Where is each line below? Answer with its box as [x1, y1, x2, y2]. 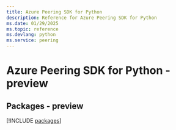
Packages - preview [6, 101, 84, 111]
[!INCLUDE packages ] [6, 117, 62, 124]
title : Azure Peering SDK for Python [6, 9, 103, 15]
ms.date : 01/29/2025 [6, 20, 59, 26]
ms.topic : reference [6, 26, 59, 32]
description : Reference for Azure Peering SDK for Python [6, 15, 157, 21]
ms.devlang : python [6, 32, 56, 38]
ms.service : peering [6, 37, 59, 43]
